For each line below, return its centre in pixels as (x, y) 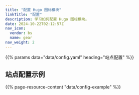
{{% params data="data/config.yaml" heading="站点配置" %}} (70, 57)
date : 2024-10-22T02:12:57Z (35, 24)
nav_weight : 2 (20, 42)
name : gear (21, 38)
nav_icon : (16, 28)
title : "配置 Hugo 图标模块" (33, 10)
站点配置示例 (25, 75)
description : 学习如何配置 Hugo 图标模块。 (47, 19)
